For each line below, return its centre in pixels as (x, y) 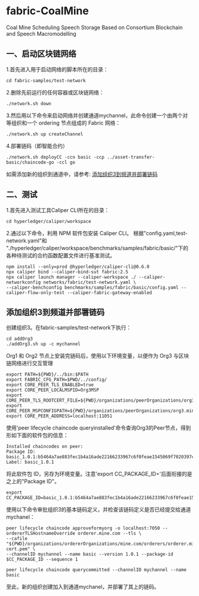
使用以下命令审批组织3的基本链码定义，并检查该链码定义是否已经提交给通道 (99, 510)
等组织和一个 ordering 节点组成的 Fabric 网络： (63, 122)
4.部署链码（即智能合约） (37, 146)
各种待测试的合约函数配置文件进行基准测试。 (61, 255)
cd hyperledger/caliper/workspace (49, 221)
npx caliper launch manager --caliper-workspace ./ (71, 277)
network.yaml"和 (27, 240)
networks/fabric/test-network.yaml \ (90, 282)
